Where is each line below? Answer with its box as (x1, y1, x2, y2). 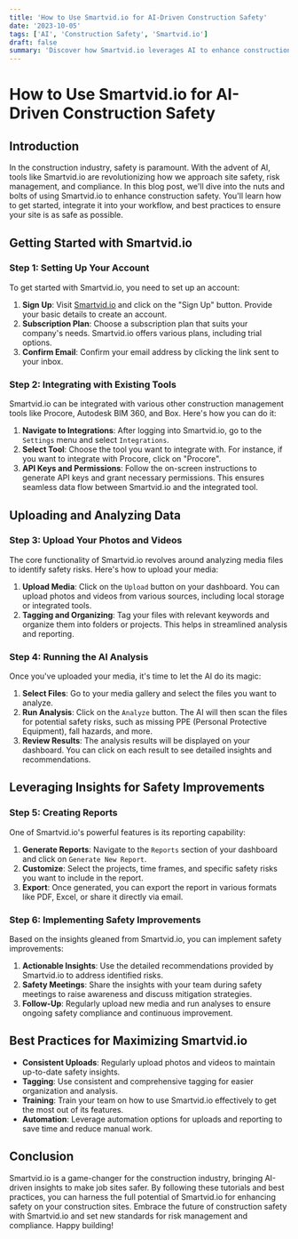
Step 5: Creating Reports (9, 807, 118, 819)
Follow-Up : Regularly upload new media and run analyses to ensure (21, 998, 271, 1010)
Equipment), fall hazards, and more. (21, 726, 153, 736)
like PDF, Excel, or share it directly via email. (21, 891, 184, 902)
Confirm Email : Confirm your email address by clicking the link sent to (21, 346, 279, 357)
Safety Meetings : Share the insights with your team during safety (21, 979, 263, 990)
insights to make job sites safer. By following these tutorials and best (34, 1182, 285, 1193)
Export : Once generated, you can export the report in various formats (21, 881, 278, 892)
